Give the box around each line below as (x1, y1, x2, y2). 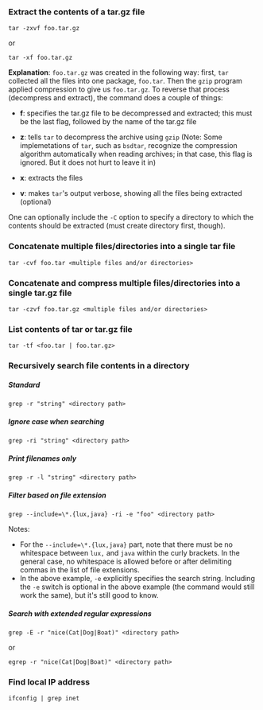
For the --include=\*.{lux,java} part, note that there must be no (19, 540, 233, 549)
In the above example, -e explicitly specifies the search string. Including (19, 573, 256, 583)
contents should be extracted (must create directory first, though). (8, 221, 226, 231)
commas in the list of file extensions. (19, 564, 141, 575)
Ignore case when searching (8, 416, 105, 426)
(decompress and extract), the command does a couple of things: (8, 93, 224, 103)
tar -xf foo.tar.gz (8, 54, 73, 62)
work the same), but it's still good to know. (19, 590, 159, 599)
